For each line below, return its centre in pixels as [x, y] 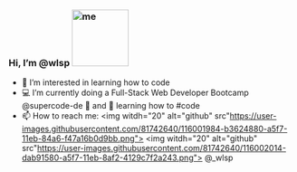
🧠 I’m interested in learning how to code [96, 82]
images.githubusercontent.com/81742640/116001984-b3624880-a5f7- [154, 129]
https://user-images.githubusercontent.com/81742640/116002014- [162, 148]
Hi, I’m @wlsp [39, 62]
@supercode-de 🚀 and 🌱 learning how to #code [110, 106]
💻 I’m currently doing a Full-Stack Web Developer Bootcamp [135, 93]
